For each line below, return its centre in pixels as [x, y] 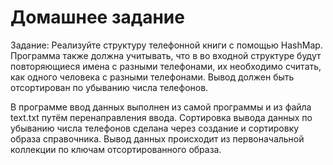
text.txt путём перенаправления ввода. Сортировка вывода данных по [161, 117]
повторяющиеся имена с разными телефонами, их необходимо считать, [166, 66]
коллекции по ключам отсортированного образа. [116, 149]
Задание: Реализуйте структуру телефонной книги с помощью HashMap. [166, 45]
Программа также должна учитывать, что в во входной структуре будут [166, 55]
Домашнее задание [97, 17]
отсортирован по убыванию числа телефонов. [109, 87]
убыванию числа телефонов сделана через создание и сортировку [155, 128]
